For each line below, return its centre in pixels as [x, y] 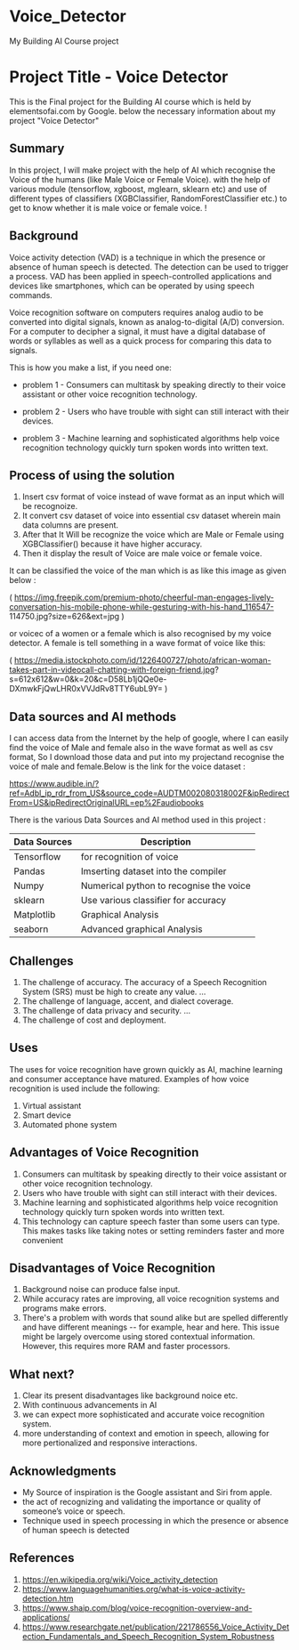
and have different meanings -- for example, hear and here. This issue [151, 1327]
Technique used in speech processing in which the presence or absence [155, 1521]
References [42, 1558]
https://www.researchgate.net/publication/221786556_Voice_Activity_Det [156, 1627]
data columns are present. [70, 525]
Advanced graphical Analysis [141, 929]
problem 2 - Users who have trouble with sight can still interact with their [155, 411]
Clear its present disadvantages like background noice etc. [130, 1395]
